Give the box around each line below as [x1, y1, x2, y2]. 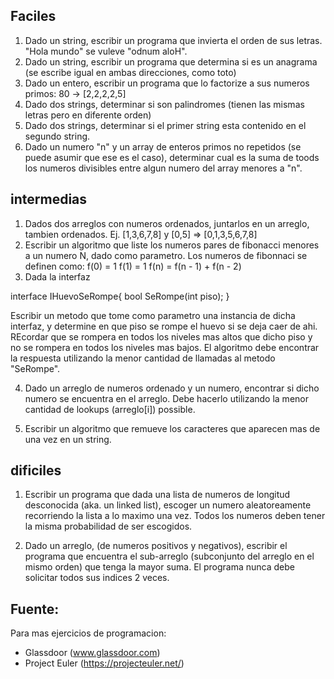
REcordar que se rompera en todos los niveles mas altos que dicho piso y [10, 330, 313, 343]
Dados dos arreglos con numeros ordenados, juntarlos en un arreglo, [24, 217, 310, 229]
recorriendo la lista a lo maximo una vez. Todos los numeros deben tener [24, 510, 326, 522]
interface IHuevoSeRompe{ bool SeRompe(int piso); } [10, 290, 230, 302]
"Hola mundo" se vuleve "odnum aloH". [24, 45, 188, 57]
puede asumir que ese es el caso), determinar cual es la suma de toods [24, 151, 320, 163]
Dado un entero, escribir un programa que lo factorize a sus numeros [24, 77, 310, 89]
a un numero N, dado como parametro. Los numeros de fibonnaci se [24, 249, 308, 261]
